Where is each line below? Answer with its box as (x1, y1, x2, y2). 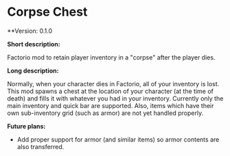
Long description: (7, 66, 59, 75)
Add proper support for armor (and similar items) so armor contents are (16, 135, 220, 144)
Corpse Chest (7, 4, 88, 20)
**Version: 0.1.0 (7, 27, 53, 35)
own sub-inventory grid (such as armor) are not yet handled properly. (7, 109, 204, 117)
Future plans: (7, 122, 46, 130)
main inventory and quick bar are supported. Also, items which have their (7, 101, 214, 109)
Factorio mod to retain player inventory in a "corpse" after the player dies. (7, 53, 216, 62)
